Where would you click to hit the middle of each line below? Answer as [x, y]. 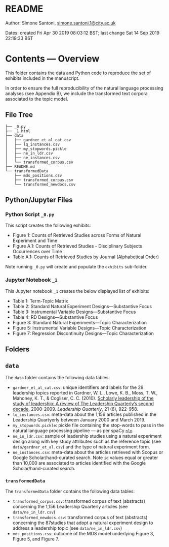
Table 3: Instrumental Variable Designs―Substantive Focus [74, 312]
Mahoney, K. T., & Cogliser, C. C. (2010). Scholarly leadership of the [83, 398]
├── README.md [20, 166]
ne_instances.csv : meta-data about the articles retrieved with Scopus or [88, 452]
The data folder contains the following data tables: [58, 377]
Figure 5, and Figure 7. [36, 539]
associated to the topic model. [37, 99]
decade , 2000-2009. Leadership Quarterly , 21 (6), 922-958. [75, 409]
